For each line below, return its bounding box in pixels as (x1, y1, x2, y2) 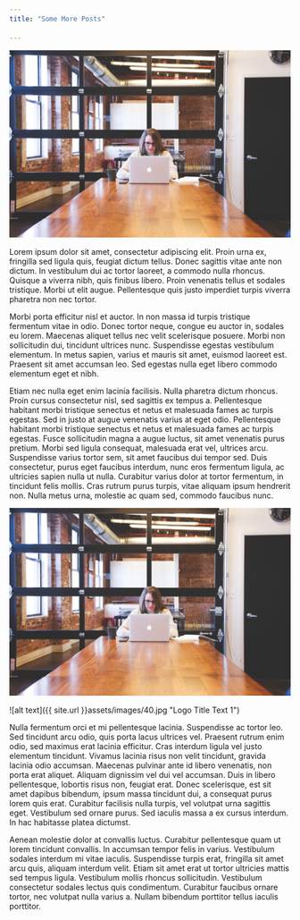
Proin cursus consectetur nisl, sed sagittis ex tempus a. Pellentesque (9, 395, 262, 406)
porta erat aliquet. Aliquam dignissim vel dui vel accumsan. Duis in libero (9, 769, 276, 780)
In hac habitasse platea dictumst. (9, 816, 131, 827)
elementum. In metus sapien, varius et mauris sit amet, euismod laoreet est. (9, 350, 287, 360)
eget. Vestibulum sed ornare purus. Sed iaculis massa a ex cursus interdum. (9, 807, 288, 818)
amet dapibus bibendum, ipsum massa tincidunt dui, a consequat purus (9, 788, 272, 799)
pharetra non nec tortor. (9, 294, 97, 305)
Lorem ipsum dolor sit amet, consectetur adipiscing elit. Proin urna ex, (9, 247, 267, 257)
